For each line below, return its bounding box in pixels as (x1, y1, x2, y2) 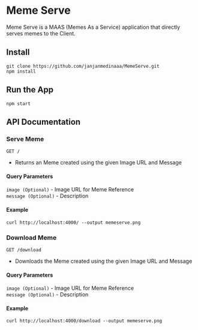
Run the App (6, 85, 54, 95)
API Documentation (6, 116, 81, 127)
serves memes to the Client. (6, 29, 76, 37)
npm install (6, 68, 36, 74)
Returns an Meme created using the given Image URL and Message (14, 159, 182, 166)
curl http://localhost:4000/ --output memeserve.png (6, 220, 141, 226)
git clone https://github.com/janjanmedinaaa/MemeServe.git (6, 63, 160, 69)
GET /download (6, 247, 42, 253)
